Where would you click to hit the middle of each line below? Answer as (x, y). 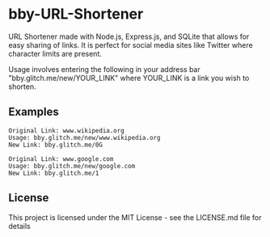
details (19, 226)
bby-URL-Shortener (76, 14)
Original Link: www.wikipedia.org (67, 130)
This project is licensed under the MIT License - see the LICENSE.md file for (135, 217)
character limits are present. (55, 53)
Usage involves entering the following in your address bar (104, 69)
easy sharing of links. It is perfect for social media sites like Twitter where (131, 44)
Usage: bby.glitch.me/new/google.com (72, 166)
